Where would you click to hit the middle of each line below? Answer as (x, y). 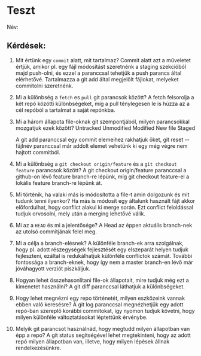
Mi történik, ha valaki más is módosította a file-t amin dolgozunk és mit (102, 194)
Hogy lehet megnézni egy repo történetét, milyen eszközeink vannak (100, 298)
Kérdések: (27, 46)
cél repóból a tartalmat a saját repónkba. (65, 110)
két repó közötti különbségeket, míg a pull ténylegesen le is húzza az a (103, 104)
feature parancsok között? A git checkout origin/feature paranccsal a (101, 170)
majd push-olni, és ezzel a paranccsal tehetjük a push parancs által (98, 73)
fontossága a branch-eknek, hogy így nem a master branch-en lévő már (104, 262)
